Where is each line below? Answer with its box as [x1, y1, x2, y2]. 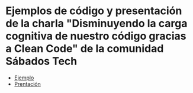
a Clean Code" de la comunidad [5, 42, 164, 56]
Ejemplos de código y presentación [5, 4, 182, 18]
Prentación [14, 80, 41, 87]
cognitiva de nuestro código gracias [5, 30, 186, 43]
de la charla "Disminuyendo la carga [5, 17, 188, 30]
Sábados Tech [5, 54, 78, 68]
